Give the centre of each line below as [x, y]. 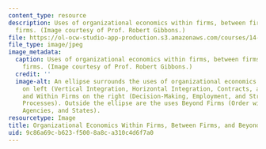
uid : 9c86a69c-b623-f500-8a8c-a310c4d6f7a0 [81, 132]
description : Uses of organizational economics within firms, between [127, 23]
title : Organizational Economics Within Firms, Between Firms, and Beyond [134, 125]
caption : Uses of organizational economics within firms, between [127, 60]
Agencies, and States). [62, 111]
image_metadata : [35, 52]
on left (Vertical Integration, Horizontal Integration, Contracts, [138, 89]
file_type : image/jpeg [46, 45]
